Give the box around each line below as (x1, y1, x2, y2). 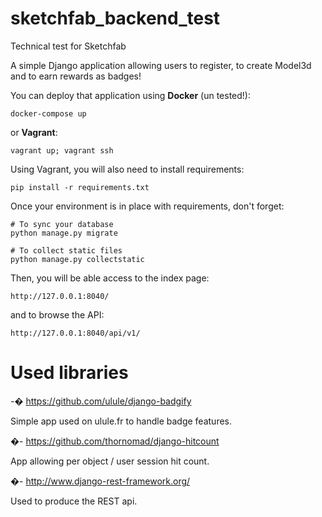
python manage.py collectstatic (10, 254, 145, 264)
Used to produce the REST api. (10, 495, 138, 507)
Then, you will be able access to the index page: (10, 272, 210, 284)
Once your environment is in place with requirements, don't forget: (10, 200, 285, 212)
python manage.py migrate (10, 228, 118, 238)
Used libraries (10, 362, 129, 384)
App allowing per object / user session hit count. (10, 455, 210, 467)
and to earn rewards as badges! (10, 70, 142, 82)
